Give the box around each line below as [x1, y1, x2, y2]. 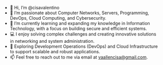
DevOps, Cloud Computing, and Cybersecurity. [9, 15, 107, 21]
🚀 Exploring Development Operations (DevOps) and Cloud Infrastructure [9, 43, 158, 49]
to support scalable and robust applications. [9, 49, 100, 54]
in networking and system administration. [9, 38, 95, 44]
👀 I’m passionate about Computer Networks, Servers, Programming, [9, 10, 149, 16]
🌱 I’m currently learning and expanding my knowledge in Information [9, 20, 150, 26]
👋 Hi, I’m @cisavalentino [9, 5, 60, 10]
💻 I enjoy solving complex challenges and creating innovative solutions [9, 31, 157, 37]
